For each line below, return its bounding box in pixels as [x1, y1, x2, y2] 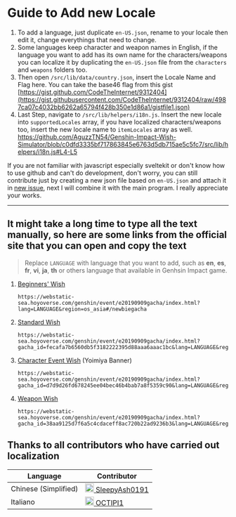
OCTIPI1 [96, 497, 124, 507]
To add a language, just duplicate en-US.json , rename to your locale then [17, 28, 228, 37]
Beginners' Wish [17, 280, 65, 288]
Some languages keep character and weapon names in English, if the [17, 43, 218, 51]
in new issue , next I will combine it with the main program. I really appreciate [7, 183, 228, 192]
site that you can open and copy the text [7, 240, 187, 252]
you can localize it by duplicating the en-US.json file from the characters [17, 58, 227, 66]
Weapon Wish [17, 394, 58, 403]
